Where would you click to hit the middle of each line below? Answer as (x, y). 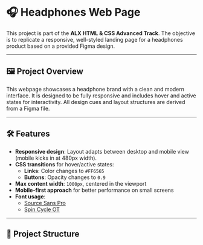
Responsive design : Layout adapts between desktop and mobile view (102, 151)
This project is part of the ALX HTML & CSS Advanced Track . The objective (101, 33)
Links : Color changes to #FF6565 (64, 171)
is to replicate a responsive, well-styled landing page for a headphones (95, 39)
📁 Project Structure (43, 234)
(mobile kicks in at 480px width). (56, 158)
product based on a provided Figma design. (61, 46)
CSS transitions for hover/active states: (64, 164)
